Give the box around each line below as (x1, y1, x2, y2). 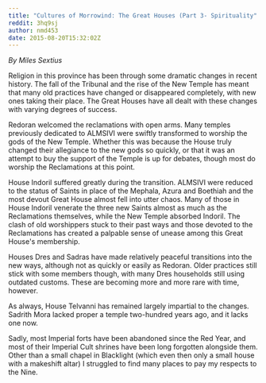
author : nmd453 (8, 26, 59, 34)
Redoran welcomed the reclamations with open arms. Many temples (8, 120, 231, 130)
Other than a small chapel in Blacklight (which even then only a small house (8, 350, 255, 360)
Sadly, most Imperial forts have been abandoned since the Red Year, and (8, 334, 246, 343)
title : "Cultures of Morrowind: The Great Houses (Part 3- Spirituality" (8, 11, 258, 20)
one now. (8, 319, 38, 328)
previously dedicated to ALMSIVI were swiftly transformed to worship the (8, 129, 248, 138)
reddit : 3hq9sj (8, 19, 59, 27)
